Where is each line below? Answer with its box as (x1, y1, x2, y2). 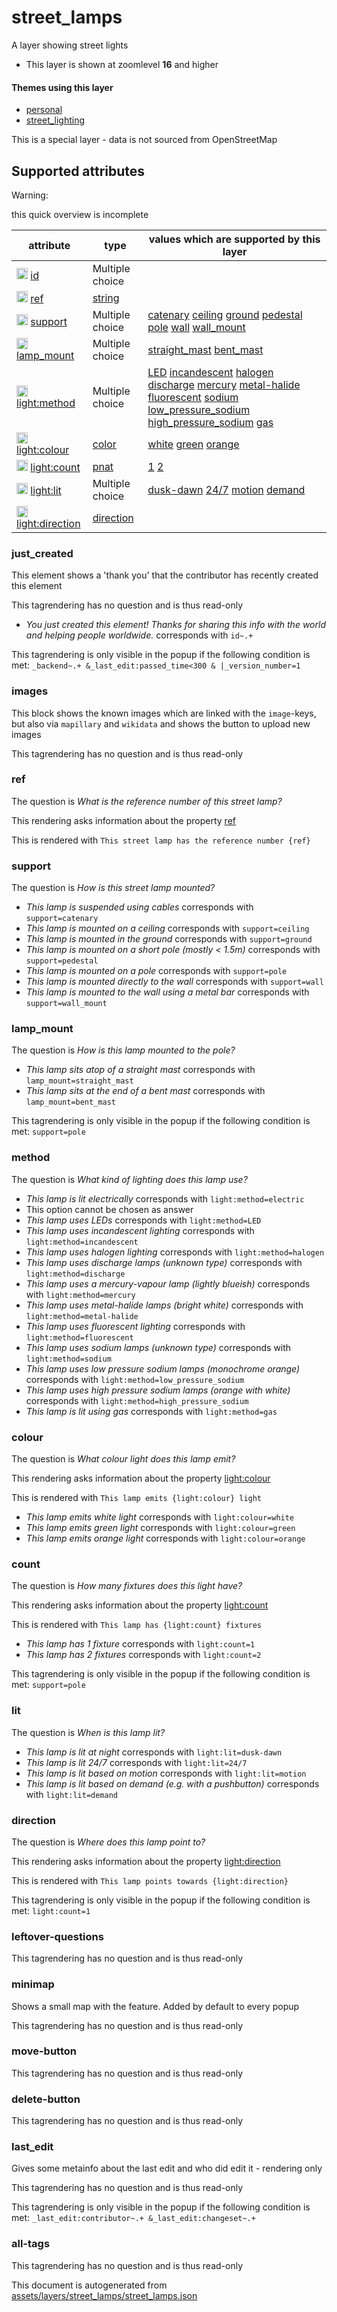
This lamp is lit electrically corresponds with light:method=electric (25, 1192, 305, 1205)
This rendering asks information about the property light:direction (11, 1855, 281, 1867)
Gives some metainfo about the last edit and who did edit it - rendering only (11, 2162, 323, 2175)
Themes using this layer (11, 81, 114, 93)
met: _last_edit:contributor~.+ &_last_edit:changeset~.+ (11, 2212, 256, 2224)
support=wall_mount (25, 999, 108, 1009)
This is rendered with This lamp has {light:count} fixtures (11, 1619, 263, 1631)
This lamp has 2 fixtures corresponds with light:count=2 (25, 1649, 262, 1661)
